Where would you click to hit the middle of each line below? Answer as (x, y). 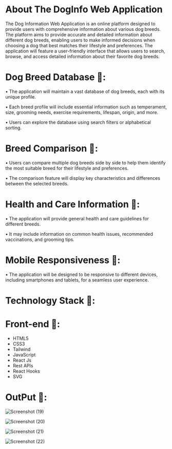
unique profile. (21, 97)
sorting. (14, 127)
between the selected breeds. (37, 183)
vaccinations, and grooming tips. (40, 239)
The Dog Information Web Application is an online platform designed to (80, 24)
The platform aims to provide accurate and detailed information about (79, 34)
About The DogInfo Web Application (84, 10)
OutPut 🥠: (26, 397)
